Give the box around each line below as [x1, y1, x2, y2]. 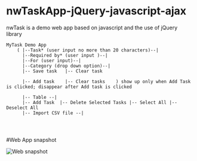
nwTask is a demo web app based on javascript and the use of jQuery [6, 24, 178, 31]
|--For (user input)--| [21, 57, 82, 63]
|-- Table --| [21, 94, 58, 100]
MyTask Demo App [6, 42, 47, 48]
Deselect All [6, 105, 39, 111]
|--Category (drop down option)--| [21, 63, 111, 69]
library [6, 30, 22, 37]
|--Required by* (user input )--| [21, 52, 109, 58]
